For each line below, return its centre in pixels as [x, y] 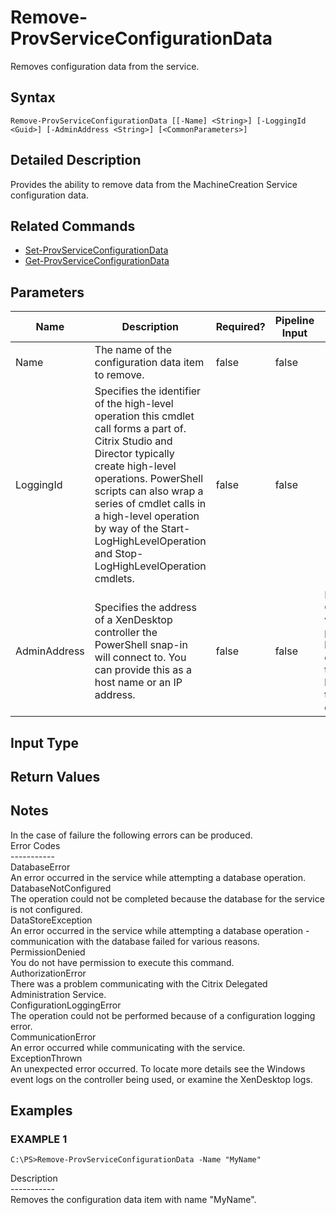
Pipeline [294, 321]
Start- [175, 529]
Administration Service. [58, 994]
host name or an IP [138, 683]
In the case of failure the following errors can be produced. [131, 835]
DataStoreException [51, 920]
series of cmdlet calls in [150, 504]
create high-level [135, 466]
